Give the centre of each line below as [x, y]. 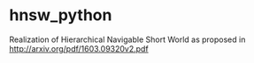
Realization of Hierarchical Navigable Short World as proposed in [127, 39]
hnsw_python [61, 15]
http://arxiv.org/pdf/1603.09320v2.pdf [79, 48]
